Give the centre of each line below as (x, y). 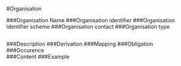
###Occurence (25, 50)
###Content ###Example (38, 57)
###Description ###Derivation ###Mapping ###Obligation (80, 44)
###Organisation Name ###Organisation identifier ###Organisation (90, 20)
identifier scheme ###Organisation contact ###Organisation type (88, 27)
